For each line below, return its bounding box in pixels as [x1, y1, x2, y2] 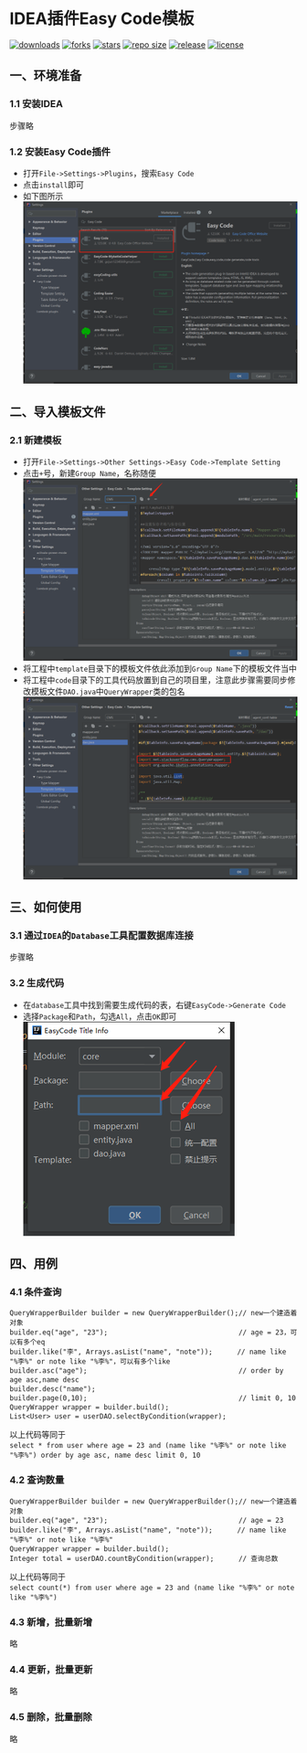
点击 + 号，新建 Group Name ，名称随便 [22, 467, 157, 478]
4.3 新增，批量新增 [9, 1615, 93, 1628]
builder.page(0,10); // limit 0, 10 [9, 1394, 297, 1403]
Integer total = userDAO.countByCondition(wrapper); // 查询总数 [9, 1554, 279, 1563]
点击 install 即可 [22, 179, 84, 190]
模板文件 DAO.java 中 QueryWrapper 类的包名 [30, 686, 185, 697]
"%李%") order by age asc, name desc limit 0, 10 [9, 1450, 201, 1461]
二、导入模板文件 [9, 404, 106, 420]
